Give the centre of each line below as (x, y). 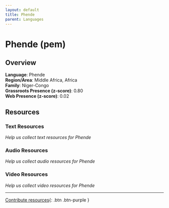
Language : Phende (25, 75)
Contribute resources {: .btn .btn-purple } (47, 200)
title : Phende (20, 15)
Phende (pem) (36, 44)
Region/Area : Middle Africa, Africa (41, 80)
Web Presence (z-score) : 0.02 (37, 96)
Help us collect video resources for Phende (50, 185)
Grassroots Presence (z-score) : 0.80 (44, 91)
